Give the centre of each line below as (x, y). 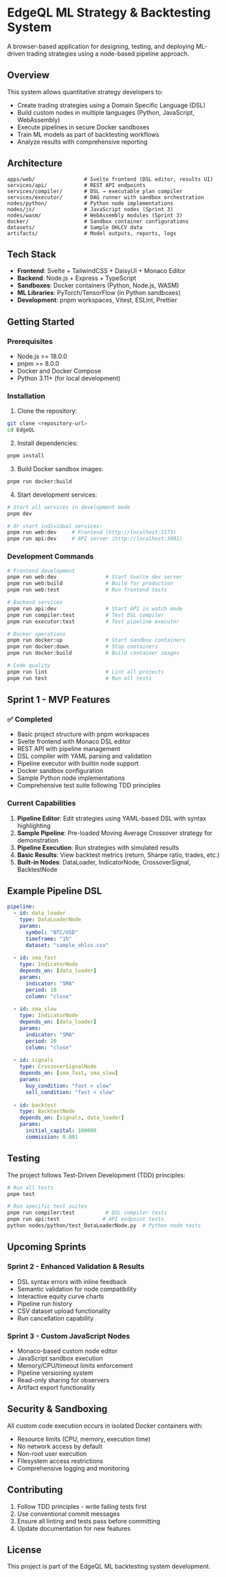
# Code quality (29, 666)
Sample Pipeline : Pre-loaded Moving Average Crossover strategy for (115, 833)
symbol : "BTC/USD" (52, 932)
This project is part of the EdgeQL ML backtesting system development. (109, 1567)
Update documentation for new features (74, 1528)
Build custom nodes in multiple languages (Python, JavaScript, (105, 112)
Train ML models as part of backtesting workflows (88, 134)
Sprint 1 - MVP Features (59, 700)
